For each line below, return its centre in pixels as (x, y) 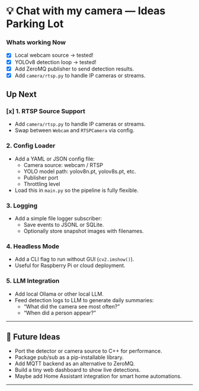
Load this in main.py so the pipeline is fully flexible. (76, 190)
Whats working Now (36, 43)
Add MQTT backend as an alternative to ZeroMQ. (75, 364)
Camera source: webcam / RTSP (63, 165)
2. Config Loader (31, 146)
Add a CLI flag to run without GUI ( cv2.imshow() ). (74, 259)
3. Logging (22, 206)
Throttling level (42, 184)
